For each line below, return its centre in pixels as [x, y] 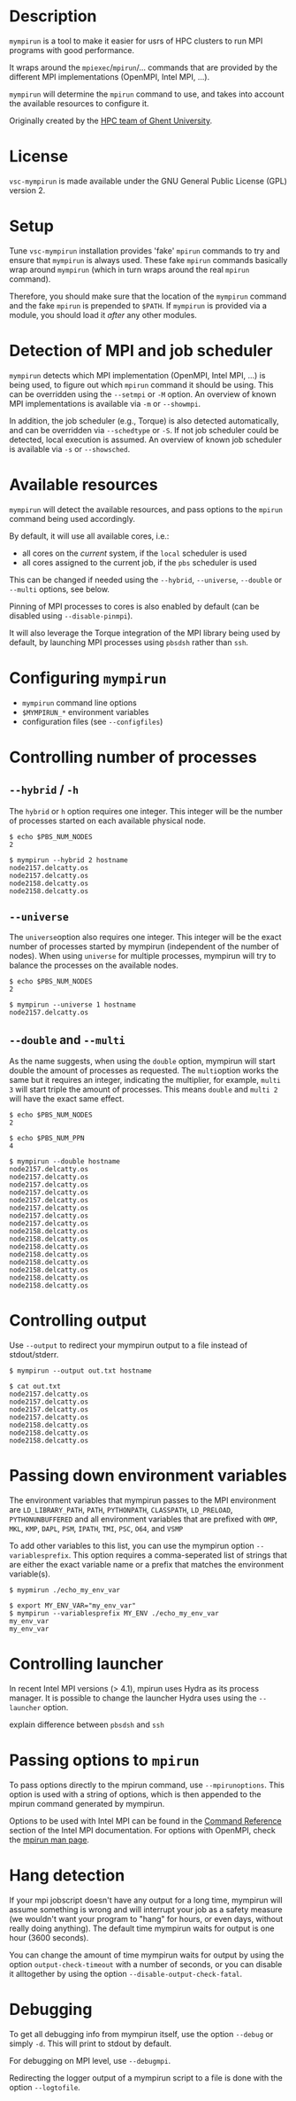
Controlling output [78, 1321]
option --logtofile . [45, 2087]
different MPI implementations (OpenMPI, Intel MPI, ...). [110, 76]
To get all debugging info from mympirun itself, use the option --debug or [141, 2034]
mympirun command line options [79, 703]
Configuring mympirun [88, 677]
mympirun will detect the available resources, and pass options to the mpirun [146, 509]
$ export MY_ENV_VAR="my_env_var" [73, 1606]
